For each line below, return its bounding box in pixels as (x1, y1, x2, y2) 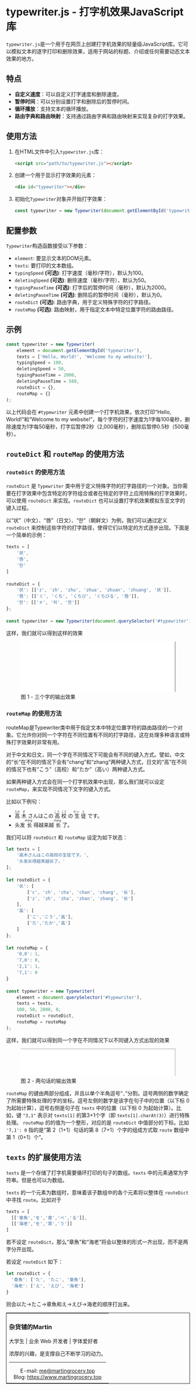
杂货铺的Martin (9, 1323, 52, 1331)
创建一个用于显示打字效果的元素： (14, 172, 97, 179)
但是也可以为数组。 (21, 1176, 68, 1183)
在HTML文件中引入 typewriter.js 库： (14, 148, 104, 155)
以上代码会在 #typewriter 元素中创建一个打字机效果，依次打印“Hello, (6, 408, 171, 415)
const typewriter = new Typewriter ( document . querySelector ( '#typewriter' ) (6, 618, 192, 624)
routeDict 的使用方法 (6, 468, 65, 476)
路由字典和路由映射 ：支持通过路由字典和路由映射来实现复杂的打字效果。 (14, 112, 188, 119)
